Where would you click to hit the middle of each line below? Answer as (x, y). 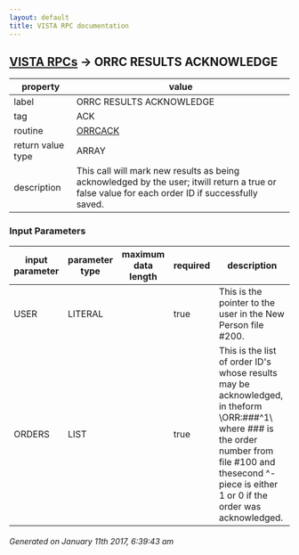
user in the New (251, 314)
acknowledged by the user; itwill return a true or (176, 182)
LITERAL (86, 314)
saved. (90, 204)
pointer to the (247, 302)
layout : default (39, 17)
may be (234, 384)
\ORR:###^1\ (246, 417)
